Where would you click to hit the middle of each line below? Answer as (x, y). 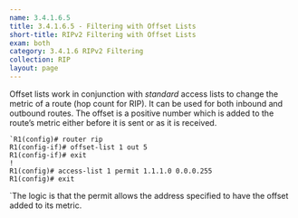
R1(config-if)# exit (48, 155)
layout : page (34, 69)
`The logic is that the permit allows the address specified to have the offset (149, 195)
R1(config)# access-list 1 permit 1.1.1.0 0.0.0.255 (111, 171)
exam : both (30, 43)
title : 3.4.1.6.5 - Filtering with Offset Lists (103, 26)
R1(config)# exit (42, 179)
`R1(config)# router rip (56, 139)
